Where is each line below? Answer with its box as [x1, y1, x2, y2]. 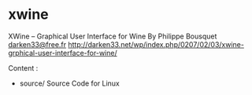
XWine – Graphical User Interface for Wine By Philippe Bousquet [8, 31, 217, 41]
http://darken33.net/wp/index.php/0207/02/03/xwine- [68, 39, 244, 49]
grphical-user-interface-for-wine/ [8, 48, 117, 57]
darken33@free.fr [8, 39, 67, 49]
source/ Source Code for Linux [19, 79, 120, 88]
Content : [8, 63, 39, 72]
